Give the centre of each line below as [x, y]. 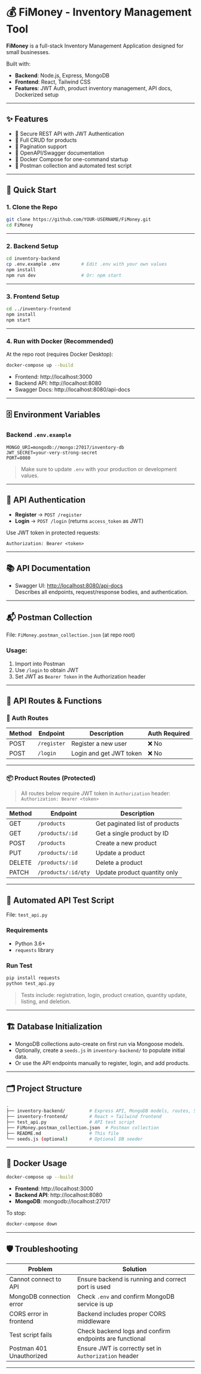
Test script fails [31, 1334]
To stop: [16, 1213]
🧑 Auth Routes [28, 718]
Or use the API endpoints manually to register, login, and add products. [102, 1063]
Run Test [19, 965]
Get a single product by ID [132, 834]
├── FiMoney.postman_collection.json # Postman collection [83, 1128]
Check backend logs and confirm [124, 1331]
